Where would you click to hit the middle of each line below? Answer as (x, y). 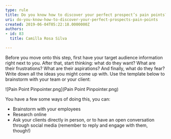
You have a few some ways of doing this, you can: (58, 99)
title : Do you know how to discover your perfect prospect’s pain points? (86, 15)
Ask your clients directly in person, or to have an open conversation (83, 120)
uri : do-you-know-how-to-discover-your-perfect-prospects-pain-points (82, 19)
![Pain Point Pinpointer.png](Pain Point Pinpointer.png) (62, 89)
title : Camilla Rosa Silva (38, 39)
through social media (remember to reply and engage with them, (80, 125)
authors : (15, 29)
